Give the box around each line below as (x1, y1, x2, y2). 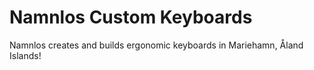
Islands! (9, 49, 42, 61)
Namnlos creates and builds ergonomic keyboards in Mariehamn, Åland (9, 39, 304, 51)
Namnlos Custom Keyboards (9, 6, 253, 29)
